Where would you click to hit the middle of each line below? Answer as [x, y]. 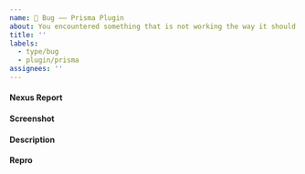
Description [32, 139]
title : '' [28, 35]
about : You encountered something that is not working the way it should [153, 26]
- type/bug [38, 52]
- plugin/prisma [48, 60]
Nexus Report [36, 97]
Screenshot [32, 118]
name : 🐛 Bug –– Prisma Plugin [67, 18]
